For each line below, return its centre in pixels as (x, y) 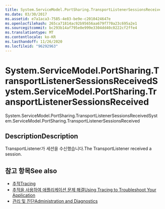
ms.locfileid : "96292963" (31, 46)
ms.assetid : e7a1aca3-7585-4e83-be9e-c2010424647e (58, 19)
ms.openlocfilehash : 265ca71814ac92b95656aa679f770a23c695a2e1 (71, 23)
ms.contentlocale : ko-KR (30, 37)
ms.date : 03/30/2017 (26, 14)
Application (24, 195)
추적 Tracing (24, 184)
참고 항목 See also (31, 171)
